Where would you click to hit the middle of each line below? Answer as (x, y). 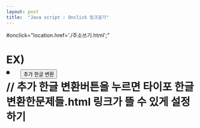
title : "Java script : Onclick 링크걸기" (58, 17)
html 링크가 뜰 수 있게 (118, 102)
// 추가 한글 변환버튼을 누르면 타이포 (89, 87)
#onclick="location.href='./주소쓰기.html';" (58, 35)
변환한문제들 (35, 102)
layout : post (23, 12)
